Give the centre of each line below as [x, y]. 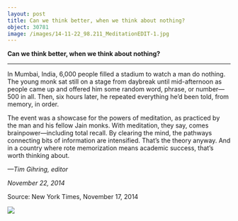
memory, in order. [33, 104]
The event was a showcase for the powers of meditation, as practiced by [114, 118]
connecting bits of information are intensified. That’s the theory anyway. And [119, 141]
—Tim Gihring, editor [38, 169]
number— [210, 89]
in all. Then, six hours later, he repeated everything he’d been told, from [124, 97]
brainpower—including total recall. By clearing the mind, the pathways [110, 133]
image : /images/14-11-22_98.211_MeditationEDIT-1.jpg [89, 34]
